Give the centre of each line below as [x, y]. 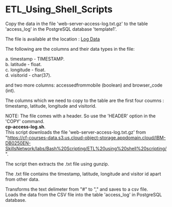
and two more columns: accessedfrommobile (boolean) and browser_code [84, 85]
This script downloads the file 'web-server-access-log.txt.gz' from [76, 132]
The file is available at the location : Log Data [53, 39]
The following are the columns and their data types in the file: [70, 49]
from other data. [23, 179]
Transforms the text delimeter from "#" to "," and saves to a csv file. [77, 189]
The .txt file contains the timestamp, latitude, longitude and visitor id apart [83, 174]
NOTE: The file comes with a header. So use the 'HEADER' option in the [81, 116]
